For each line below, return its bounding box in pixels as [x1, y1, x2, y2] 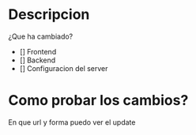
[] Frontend [19, 47, 57, 56]
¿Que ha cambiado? [8, 32, 73, 41]
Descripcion [8, 6, 90, 24]
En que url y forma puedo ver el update [8, 117, 136, 127]
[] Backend [19, 55, 56, 65]
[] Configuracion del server [19, 63, 108, 73]
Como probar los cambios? [8, 92, 189, 110]
